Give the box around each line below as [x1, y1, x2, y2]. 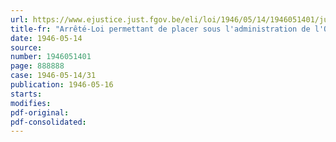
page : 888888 [10, 61, 65, 71]
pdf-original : [10, 107, 70, 118]
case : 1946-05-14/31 [10, 71, 97, 81]
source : [10, 42, 43, 53]
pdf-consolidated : [10, 117, 87, 127]
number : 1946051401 [10, 52, 92, 62]
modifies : [10, 98, 52, 108]
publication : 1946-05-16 [10, 80, 114, 90]
